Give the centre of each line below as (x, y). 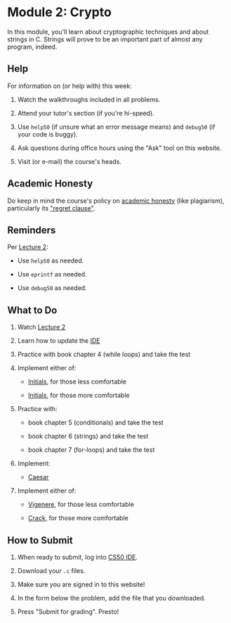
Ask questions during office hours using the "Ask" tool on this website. (120, 148)
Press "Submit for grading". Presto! (68, 612)
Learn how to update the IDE (59, 341)
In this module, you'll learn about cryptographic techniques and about (108, 32)
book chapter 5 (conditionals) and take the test (95, 422)
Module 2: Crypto (60, 12)
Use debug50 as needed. (52, 288)
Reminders (32, 230)
